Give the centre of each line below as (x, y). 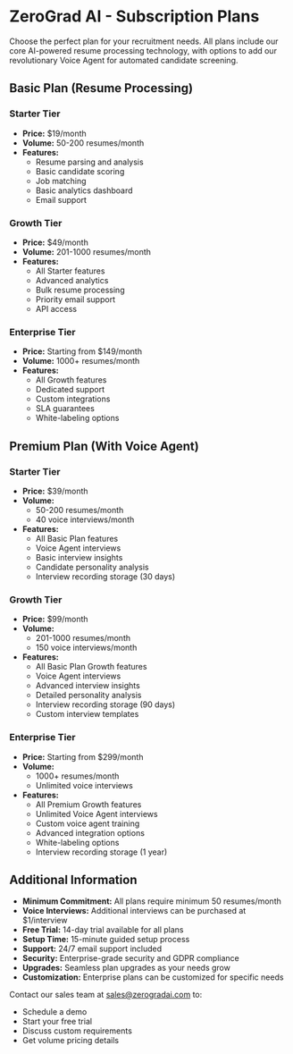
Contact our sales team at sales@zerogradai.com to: (106, 995)
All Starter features (70, 271)
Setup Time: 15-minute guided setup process (106, 940)
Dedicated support (70, 390)
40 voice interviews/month (85, 519)
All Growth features (71, 380)
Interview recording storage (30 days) (105, 576)
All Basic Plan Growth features (91, 667)
